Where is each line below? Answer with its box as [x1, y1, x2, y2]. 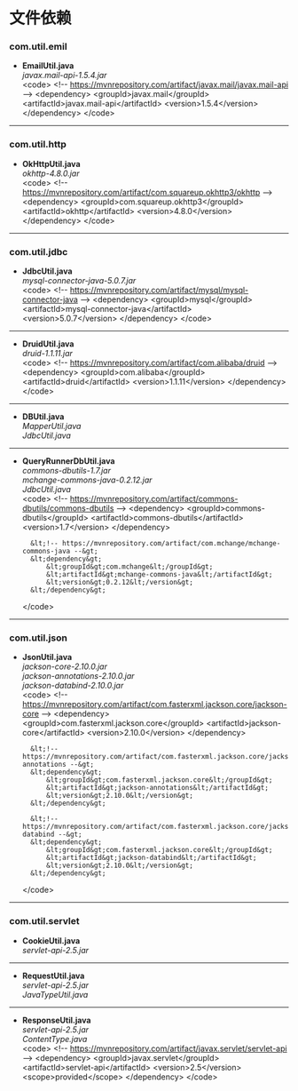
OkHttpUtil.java [21, 158, 82, 169]
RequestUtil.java [21, 970, 85, 981]
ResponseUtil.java [21, 1015, 91, 1025]
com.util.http [9, 139, 67, 151]
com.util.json [9, 632, 68, 644]
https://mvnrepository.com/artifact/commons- [69, 494, 239, 505]
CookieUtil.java [21, 935, 81, 946]
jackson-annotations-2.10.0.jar [21, 671, 135, 681]
